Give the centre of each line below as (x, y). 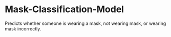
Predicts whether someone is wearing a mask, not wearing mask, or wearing (85, 23)
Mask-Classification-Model (64, 9)
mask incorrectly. (23, 28)
